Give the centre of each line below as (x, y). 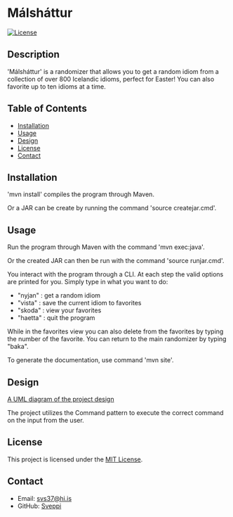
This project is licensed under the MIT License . (75, 459)
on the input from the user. (46, 420)
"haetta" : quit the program (56, 318)
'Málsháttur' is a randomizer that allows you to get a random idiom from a (113, 71)
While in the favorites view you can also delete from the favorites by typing (115, 331)
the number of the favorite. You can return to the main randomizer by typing (117, 339)
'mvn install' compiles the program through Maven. (81, 194)
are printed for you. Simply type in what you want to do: (88, 282)
